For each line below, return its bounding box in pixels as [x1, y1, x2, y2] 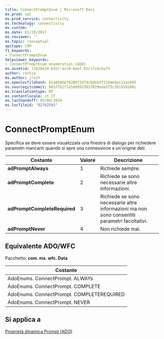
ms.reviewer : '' [5, 35, 38, 40]
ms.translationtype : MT [5, 89, 54, 94]
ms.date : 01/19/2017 [5, 30, 47, 35]
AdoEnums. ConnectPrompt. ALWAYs [7, 275, 94, 282]
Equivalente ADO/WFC [5, 242, 76, 250]
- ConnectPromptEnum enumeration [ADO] [5, 62, 86, 67]
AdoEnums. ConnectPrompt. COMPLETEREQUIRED [7, 291, 125, 297]
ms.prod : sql [5, 12, 32, 17]
